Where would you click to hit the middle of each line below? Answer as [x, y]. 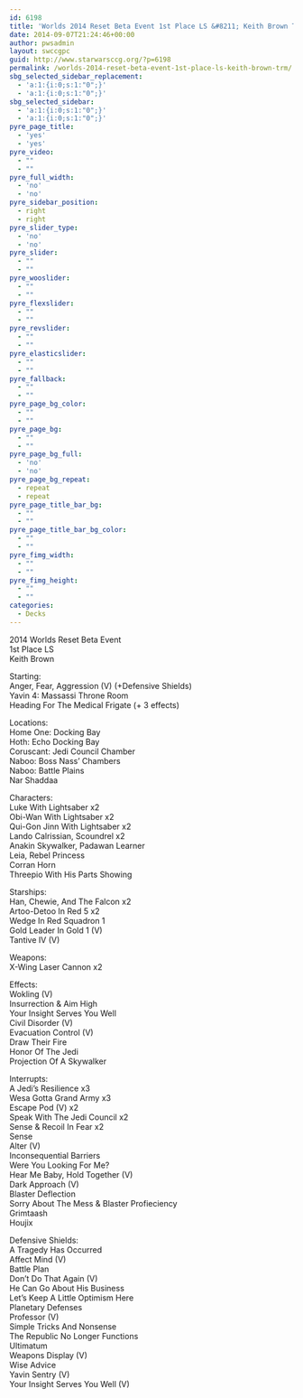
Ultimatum [28, 1346]
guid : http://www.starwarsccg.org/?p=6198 [90, 60]
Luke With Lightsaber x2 [55, 807]
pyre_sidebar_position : [54, 203]
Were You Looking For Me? [60, 1165]
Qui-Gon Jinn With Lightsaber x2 [70, 826]
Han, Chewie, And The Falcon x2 [70, 901]
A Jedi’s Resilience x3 [50, 1088]
